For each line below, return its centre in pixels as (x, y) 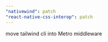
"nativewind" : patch (31, 11)
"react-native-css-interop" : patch (49, 17)
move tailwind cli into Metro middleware (54, 33)
